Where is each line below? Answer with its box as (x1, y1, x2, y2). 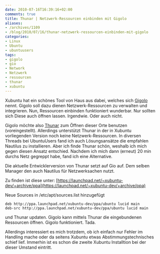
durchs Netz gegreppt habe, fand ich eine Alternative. (5, 153, 112, 159)
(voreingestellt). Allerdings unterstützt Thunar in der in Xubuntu (5, 127, 132, 133)
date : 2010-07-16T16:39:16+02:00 (5, 7, 73, 12)
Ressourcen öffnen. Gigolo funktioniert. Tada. (5, 219, 96, 225)
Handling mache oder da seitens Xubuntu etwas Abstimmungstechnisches (5, 234, 154, 240)
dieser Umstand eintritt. (5, 244, 52, 250)
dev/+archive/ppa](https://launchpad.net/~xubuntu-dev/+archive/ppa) (5, 182, 146, 188)
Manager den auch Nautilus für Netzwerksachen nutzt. (5, 168, 115, 174)
